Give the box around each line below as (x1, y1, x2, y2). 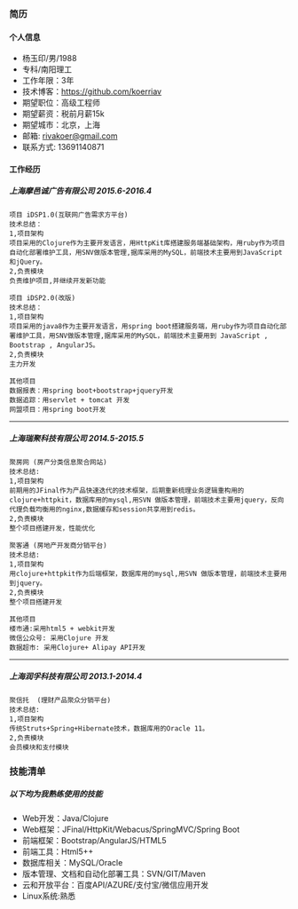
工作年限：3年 (21, 75, 74, 86)
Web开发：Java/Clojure (21, 812, 109, 823)
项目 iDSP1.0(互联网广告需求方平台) (9, 210, 129, 219)
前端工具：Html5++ (21, 846, 94, 857)
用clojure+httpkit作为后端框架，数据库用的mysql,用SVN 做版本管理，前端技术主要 (9, 569, 281, 578)
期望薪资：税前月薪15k (21, 108, 105, 119)
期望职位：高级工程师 (21, 98, 100, 108)
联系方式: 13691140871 (21, 142, 105, 153)
